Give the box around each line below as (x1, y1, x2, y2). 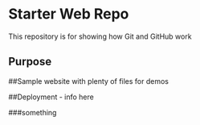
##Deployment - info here (8, 92, 94, 102)
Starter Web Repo (8, 5, 129, 23)
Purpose (8, 55, 52, 69)
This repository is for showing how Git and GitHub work (8, 31, 192, 41)
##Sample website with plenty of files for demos (8, 76, 169, 85)
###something (8, 107, 57, 117)
